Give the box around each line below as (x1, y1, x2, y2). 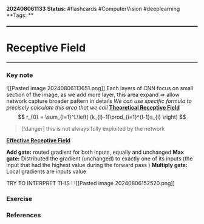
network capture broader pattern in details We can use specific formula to (6, 97, 192, 105)
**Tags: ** (6, 12, 34, 19)
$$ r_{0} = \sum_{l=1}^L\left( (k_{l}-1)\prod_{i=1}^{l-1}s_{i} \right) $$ (18, 113, 186, 120)
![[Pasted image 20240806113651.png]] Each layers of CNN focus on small (6, 85, 194, 92)
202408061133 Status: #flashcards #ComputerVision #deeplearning (6, 5, 180, 12)
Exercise (6, 195, 33, 203)
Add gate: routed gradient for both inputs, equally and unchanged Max (6, 148, 184, 156)
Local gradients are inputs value (6, 168, 87, 175)
